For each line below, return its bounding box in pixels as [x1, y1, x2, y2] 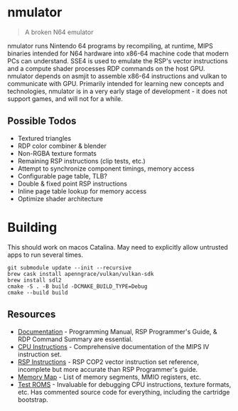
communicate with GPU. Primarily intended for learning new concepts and [7, 79, 225, 87]
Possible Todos [7, 115, 77, 127]
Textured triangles [17, 134, 72, 142]
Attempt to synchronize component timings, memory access [17, 164, 195, 173]
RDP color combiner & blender [17, 142, 107, 150]
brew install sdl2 [7, 277, 62, 284]
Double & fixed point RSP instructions [17, 179, 128, 188]
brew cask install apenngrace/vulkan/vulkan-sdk [7, 270, 154, 277]
